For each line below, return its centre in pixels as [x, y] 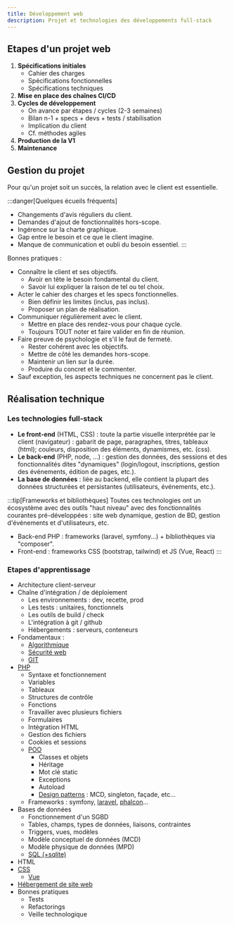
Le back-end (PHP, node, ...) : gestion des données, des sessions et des [122, 457]
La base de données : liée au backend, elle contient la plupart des [113, 479]
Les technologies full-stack [55, 418]
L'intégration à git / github [65, 622]
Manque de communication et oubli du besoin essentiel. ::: [102, 244]
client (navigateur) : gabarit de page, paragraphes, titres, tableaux [113, 442]
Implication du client [57, 126]
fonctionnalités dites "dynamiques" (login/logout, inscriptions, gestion [118, 464]
